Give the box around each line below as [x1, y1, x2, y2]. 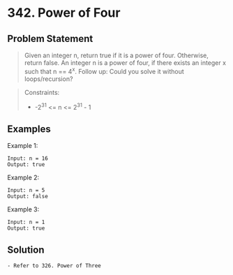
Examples [7, 123, 51, 135]
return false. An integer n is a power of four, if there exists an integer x [24, 59, 227, 67]
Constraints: [24, 88, 60, 96]
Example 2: [7, 173, 40, 182]
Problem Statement [7, 33, 93, 45]
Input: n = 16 [7, 155, 49, 162]
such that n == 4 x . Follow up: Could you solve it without [24, 66, 185, 75]
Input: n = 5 [7, 187, 45, 194]
